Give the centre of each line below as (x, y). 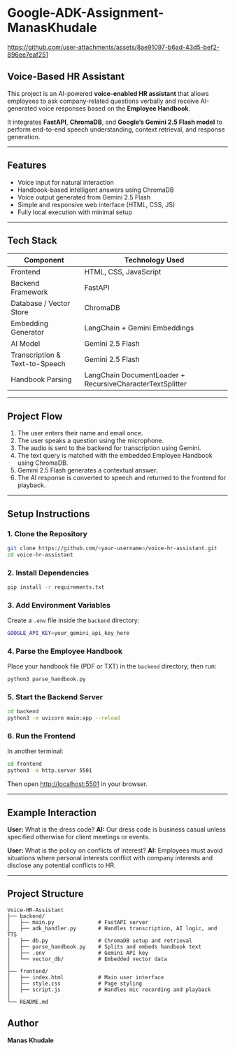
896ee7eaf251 (28, 55)
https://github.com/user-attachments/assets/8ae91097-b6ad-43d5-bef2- (114, 47)
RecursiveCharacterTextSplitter (136, 384)
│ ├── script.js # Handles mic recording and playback (109, 989)
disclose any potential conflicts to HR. (62, 865)
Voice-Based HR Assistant (66, 77)
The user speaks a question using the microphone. (91, 441)
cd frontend (24, 764)
